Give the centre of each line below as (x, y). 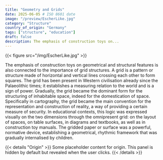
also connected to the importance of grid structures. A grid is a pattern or (79, 70)
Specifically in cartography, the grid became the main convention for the (78, 101)
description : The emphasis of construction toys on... (62, 42)
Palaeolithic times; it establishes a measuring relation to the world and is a (80, 86)
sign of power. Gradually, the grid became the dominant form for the (74, 91)
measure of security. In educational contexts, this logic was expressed (76, 112)
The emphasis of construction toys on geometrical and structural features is (82, 65)
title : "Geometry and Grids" (35, 10)
